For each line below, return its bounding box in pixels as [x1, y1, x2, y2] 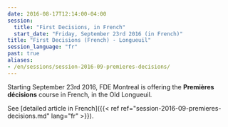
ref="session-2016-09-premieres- [120, 104, 222, 112]
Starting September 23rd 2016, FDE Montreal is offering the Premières [7, 82, 214, 91]
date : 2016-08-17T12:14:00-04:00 [7, 10, 107, 18]
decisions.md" [7, 111, 50, 120]
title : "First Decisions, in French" [14, 23, 126, 31]
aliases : [7, 57, 33, 64]
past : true [7, 50, 40, 57]
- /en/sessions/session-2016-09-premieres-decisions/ [7, 63, 171, 70]
